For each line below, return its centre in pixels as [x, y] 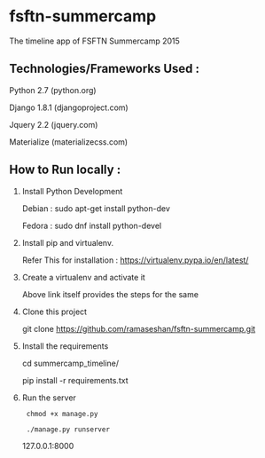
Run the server [49, 398]
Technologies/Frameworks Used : [105, 69]
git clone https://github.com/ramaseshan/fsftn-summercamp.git [139, 328]
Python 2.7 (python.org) [53, 90]
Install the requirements [65, 346]
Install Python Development [72, 191]
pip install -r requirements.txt [75, 380]
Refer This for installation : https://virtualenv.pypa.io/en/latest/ [135, 260]
